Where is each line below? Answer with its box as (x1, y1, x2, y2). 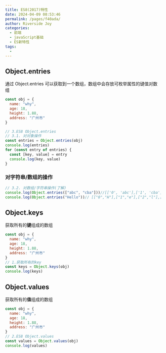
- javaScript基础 (9, 35, 44, 40)
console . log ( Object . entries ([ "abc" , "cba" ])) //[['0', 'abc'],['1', (5, 190, 147, 195)
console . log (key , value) (9, 157, 61, 162)
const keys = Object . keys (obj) (5, 264, 70, 269)
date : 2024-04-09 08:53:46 (5, 12, 61, 17)
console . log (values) (5, 343, 48, 348)
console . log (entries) (5, 143, 50, 148)
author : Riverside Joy (5, 21, 52, 26)
